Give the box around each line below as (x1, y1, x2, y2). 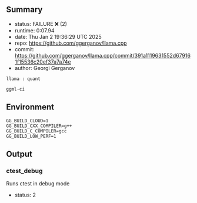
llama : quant (6, 76, 41, 82)
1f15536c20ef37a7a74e (14, 58, 72, 65)
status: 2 (14, 191, 36, 199)
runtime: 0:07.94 (14, 26, 55, 34)
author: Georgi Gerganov (14, 64, 75, 71)
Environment (6, 102, 55, 112)
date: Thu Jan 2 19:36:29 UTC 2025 (14, 33, 102, 40)
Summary (6, 5, 43, 15)
